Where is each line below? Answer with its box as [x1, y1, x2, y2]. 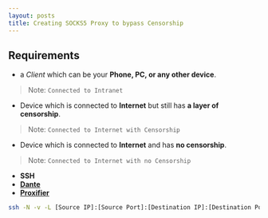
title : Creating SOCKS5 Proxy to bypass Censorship [8, 19, 183, 27]
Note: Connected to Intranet [27, 85, 124, 95]
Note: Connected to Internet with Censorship [27, 125, 181, 134]
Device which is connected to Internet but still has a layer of [19, 101, 219, 110]
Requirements [8, 49, 80, 62]
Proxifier [19, 188, 49, 198]
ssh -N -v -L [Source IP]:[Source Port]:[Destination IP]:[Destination [8, 204, 251, 212]
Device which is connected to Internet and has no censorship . [19, 141, 227, 150]
